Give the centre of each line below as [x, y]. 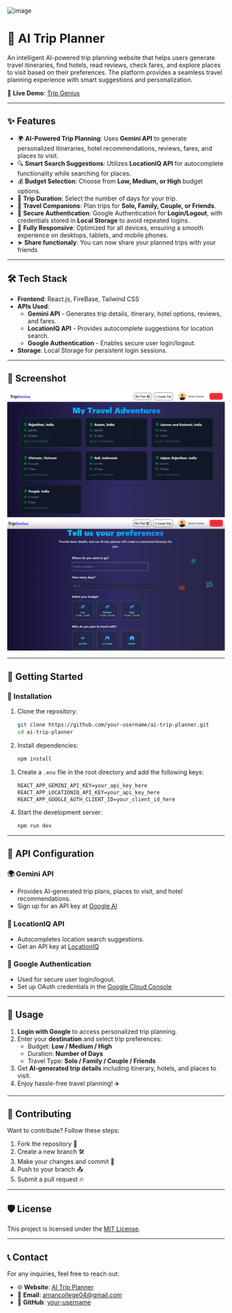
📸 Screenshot [37, 378]
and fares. [42, 320]
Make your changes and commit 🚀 [66, 1162]
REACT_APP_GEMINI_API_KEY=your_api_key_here [82, 785]
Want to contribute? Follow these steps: [64, 1131]
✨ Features [31, 121]
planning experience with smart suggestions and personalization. [100, 79]
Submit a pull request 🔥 [50, 1179]
